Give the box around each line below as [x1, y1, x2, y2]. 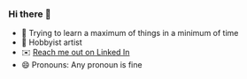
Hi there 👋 [8, 8, 52, 20]
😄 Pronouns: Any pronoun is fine [20, 60, 143, 70]
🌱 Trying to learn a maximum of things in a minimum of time [20, 28, 239, 39]
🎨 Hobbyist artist [20, 37, 83, 47]
